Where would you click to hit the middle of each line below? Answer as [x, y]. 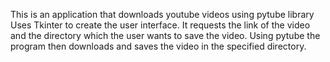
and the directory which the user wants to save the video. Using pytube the [165, 35]
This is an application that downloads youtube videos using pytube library [162, 14]
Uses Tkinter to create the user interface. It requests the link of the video [160, 25]
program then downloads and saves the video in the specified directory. [158, 46]
